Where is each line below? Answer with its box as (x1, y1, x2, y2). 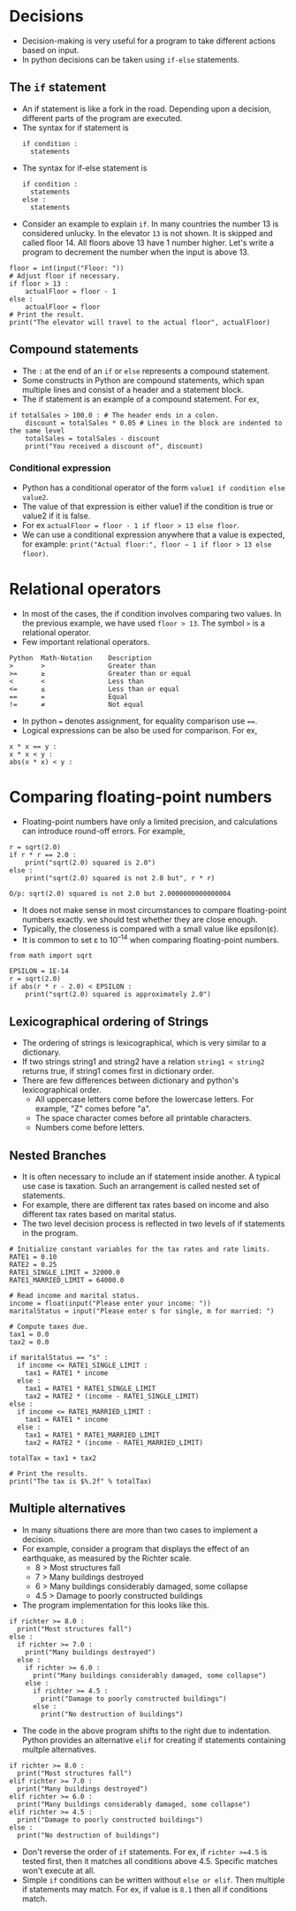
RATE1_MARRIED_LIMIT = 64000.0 (9, 1276, 125, 1285)
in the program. (21, 1228, 79, 1239)
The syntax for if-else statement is (21, 162, 148, 173)
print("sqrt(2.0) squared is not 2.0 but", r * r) (25, 873, 216, 882)
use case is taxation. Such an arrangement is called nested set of (21, 1181, 261, 1192)
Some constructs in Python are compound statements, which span (21, 374, 265, 386)
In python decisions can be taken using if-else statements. (21, 54, 240, 65)
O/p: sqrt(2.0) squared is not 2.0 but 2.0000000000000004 (9, 889, 231, 898)
